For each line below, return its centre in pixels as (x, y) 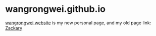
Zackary (14, 28)
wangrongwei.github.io (56, 9)
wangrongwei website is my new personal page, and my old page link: (78, 23)
